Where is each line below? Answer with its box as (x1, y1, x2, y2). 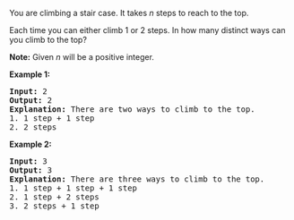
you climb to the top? (9, 35, 88, 45)
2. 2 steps (9, 123, 57, 132)
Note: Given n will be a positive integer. (9, 52, 155, 62)
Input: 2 (9, 87, 48, 97)
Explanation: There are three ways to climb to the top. (9, 174, 265, 184)
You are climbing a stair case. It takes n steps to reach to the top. (9, 8, 249, 18)
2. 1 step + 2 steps (9, 192, 100, 202)
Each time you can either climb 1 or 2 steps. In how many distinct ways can (9, 25, 286, 35)
